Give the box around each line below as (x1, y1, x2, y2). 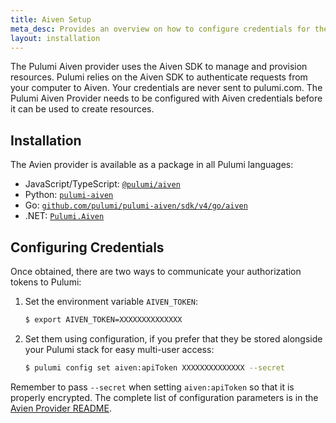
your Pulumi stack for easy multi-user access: (24, 343, 215, 355)
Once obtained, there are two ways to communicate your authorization (10, 266, 302, 277)
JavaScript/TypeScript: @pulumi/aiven (24, 178, 181, 190)
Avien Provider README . (10, 402, 112, 414)
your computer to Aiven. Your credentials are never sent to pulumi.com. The (10, 82, 323, 94)
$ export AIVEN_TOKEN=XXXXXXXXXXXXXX (24, 315, 183, 325)
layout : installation (10, 33, 101, 43)
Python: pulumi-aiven (24, 189, 114, 201)
